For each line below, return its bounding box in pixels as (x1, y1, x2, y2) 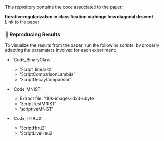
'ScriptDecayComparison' (19, 77, 72, 83)
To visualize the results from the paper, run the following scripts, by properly (5, 42, 159, 48)
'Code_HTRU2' (12, 116, 43, 121)
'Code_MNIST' (12, 86, 42, 92)
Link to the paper (5, 19, 40, 24)
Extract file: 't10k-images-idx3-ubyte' (19, 95, 95, 102)
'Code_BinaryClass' (12, 57, 52, 63)
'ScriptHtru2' (19, 125, 46, 131)
